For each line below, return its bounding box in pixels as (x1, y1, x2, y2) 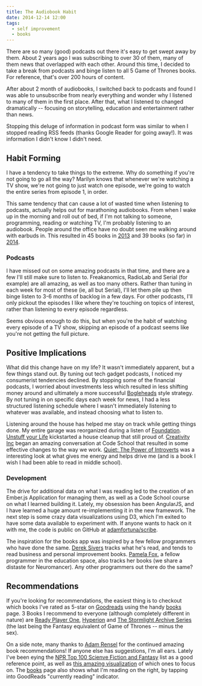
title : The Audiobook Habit (6, 8, 77, 15)
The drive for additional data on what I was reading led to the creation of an (6, 487, 194, 495)
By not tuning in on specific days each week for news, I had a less (6, 396, 171, 403)
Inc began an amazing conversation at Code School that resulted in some (6, 440, 189, 447)
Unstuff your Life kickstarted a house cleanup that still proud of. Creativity (6, 433, 190, 441)
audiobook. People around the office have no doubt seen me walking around (6, 225, 197, 232)
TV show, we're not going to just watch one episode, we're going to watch (6, 182, 191, 189)
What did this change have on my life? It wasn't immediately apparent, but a (6, 364, 195, 371)
